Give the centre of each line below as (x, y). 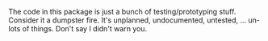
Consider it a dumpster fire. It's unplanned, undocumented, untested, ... (128, 20)
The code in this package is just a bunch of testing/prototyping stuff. (122, 12)
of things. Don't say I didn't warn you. (85, 29)
